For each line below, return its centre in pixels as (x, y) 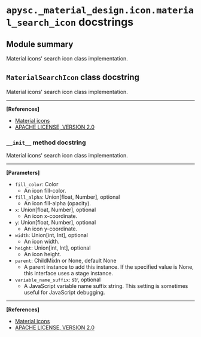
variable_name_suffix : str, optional (58, 280)
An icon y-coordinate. (51, 229)
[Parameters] (23, 173)
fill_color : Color (36, 184)
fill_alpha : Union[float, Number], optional (67, 197)
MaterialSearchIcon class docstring (73, 78)
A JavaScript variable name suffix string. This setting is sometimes (106, 286)
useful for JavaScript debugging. (64, 293)
